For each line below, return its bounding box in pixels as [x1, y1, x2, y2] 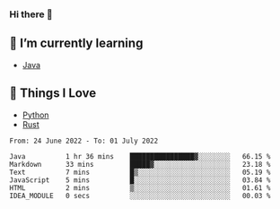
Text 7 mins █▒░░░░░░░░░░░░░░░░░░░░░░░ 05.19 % [9, 168, 271, 177]
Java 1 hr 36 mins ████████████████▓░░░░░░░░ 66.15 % [9, 152, 271, 161]
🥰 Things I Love [9, 85, 97, 101]
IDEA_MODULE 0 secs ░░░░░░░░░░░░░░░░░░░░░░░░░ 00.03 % [9, 191, 271, 200]
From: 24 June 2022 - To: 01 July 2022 [9, 136, 159, 145]
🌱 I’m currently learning [9, 36, 144, 51]
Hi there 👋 [9, 8, 54, 21]
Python [22, 109, 49, 120]
